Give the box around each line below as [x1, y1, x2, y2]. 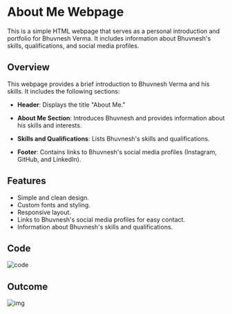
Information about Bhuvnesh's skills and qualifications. [17, 222, 173, 231]
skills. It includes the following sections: [7, 87, 120, 95]
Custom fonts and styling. [17, 200, 91, 209]
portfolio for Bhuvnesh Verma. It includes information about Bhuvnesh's [7, 34, 211, 42]
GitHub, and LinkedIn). [17, 155, 81, 163]
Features [7, 175, 46, 187]
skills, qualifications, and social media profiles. [7, 41, 139, 50]
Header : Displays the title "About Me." [17, 101, 126, 109]
